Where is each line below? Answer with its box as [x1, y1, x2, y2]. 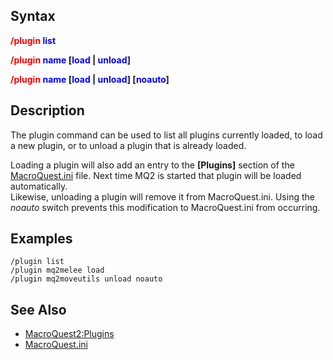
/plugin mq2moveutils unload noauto [10, 274, 163, 284]
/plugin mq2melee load [10, 265, 105, 276]
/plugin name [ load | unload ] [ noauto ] [10, 73, 170, 85]
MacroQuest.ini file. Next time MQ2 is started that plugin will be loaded [10, 169, 302, 181]
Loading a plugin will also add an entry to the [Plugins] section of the [10, 159, 295, 171]
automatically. [10, 180, 68, 192]
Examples [10, 230, 73, 248]
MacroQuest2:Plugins [24, 328, 115, 340]
